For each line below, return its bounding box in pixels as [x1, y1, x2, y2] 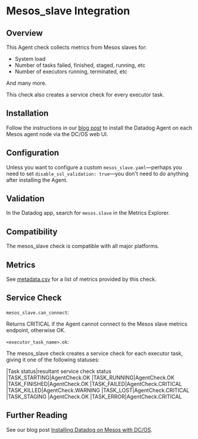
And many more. [6, 79, 47, 86]
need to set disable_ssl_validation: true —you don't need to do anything [6, 170, 189, 177]
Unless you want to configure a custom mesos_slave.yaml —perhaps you [6, 163, 183, 171]
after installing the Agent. [6, 176, 68, 183]
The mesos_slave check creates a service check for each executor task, [6, 350, 183, 357]
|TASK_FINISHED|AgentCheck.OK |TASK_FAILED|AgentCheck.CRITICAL [6, 380, 183, 387]
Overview [6, 28, 43, 38]
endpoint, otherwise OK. [6, 326, 66, 333]
